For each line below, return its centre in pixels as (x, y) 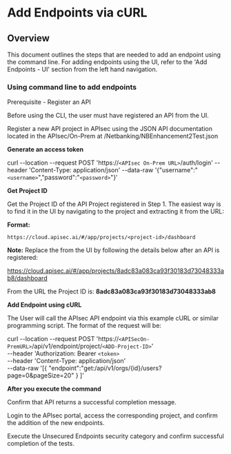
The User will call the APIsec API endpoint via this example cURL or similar (113, 318)
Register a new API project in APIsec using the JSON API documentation (110, 129)
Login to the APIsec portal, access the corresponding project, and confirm (113, 415)
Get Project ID (28, 191)
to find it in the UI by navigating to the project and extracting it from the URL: (115, 211)
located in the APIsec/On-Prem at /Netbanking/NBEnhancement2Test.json (113, 136)
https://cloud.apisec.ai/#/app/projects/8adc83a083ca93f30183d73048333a (115, 271)
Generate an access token (46, 149)
